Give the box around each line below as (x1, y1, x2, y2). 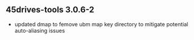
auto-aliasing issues (14, 27, 65, 34)
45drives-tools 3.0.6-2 (5, 5, 95, 15)
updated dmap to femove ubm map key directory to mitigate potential (14, 20, 189, 27)
